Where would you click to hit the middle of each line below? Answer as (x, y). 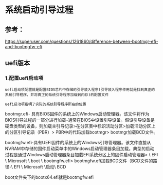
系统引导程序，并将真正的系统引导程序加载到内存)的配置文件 (57, 95)
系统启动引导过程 (39, 10)
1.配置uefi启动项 (24, 78)
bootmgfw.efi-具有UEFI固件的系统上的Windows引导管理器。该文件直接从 (78, 142)
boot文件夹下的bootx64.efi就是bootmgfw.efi (49, 177)
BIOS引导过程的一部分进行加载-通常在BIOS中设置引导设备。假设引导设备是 (80, 120)
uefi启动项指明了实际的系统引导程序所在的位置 (46, 104)
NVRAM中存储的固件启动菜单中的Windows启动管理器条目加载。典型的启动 (80, 148)
